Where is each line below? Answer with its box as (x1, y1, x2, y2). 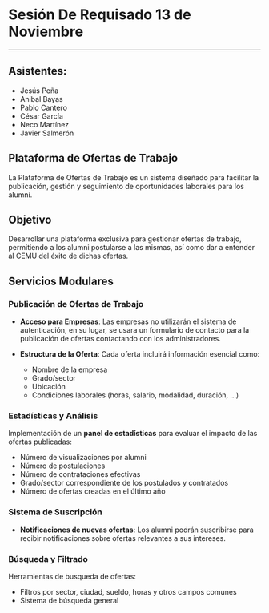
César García (19, 111, 64, 121)
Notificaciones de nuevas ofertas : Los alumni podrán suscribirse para (19, 525, 254, 534)
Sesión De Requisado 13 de (8, 6, 191, 24)
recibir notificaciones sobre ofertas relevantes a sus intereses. (19, 533, 227, 542)
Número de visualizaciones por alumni (19, 453, 147, 462)
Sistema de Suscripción (8, 506, 102, 518)
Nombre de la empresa (31, 365, 108, 374)
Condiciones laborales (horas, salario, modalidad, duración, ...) (31, 390, 239, 400)
